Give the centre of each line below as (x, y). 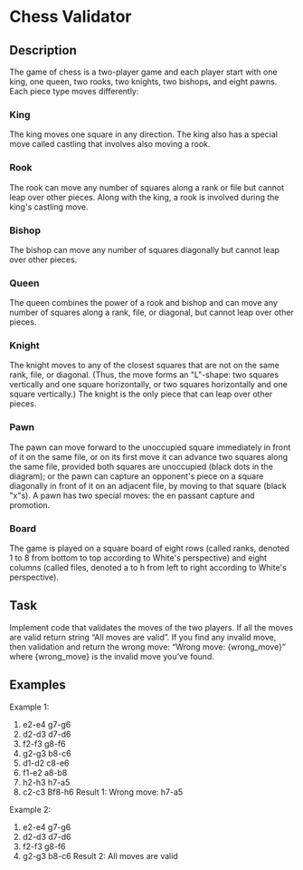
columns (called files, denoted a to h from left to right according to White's (148, 568)
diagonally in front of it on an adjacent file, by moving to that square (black (148, 485)
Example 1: (29, 707)
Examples (38, 685)
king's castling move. (49, 207)
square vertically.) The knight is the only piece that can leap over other (141, 394)
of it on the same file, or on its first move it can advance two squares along (148, 456)
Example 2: (30, 809)
